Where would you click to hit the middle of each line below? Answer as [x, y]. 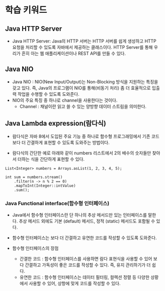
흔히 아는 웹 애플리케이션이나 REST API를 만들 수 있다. [74, 53]
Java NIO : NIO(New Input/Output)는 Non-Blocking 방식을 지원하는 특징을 [85, 81]
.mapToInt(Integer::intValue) [45, 185]
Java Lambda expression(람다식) [56, 124]
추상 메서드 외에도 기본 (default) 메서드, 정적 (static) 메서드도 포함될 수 [87, 221]
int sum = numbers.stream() [34, 177]
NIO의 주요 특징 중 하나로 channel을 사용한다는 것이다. [65, 100]
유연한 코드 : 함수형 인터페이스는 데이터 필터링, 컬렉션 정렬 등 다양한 [84, 277]
